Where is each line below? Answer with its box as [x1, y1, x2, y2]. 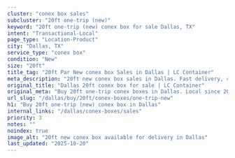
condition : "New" [7, 56, 58, 63]
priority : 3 [7, 114, 42, 121]
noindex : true [7, 127, 49, 134]
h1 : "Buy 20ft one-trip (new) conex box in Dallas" [7, 101, 161, 108]
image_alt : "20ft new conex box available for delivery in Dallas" [7, 134, 208, 141]
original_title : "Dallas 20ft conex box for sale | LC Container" [7, 82, 205, 89]
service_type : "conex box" [7, 50, 86, 57]
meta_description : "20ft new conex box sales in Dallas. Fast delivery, [7, 75, 224, 82]
